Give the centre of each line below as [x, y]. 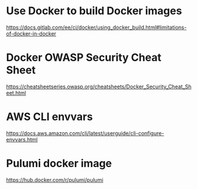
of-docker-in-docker [31, 33]
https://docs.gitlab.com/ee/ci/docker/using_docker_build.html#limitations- [97, 27]
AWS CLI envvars [50, 117]
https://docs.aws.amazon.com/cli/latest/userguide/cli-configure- [85, 133]
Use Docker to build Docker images [94, 11]
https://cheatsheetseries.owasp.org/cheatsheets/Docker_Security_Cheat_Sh [99, 87]
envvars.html [22, 139]
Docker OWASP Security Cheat [84, 58]
